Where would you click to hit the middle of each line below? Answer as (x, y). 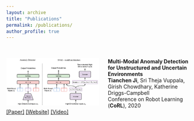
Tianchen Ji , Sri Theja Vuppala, (146, 81)
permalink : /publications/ (39, 25)
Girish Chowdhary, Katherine (143, 87)
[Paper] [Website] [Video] (38, 112)
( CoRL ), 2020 (124, 106)
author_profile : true (33, 31)
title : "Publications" (34, 19)
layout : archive (26, 12)
